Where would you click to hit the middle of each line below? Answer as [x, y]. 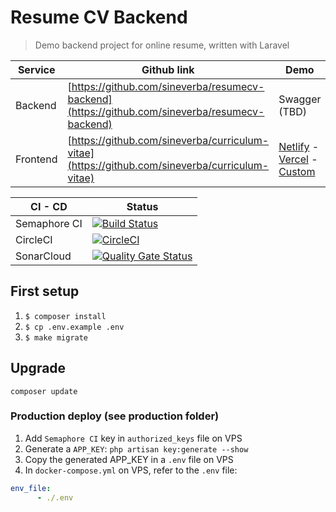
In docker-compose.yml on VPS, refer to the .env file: [131, 470]
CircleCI [34, 239]
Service [36, 69]
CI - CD [49, 206]
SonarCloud [43, 256]
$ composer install [65, 316]
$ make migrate [56, 337]
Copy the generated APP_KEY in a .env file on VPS [129, 459]
